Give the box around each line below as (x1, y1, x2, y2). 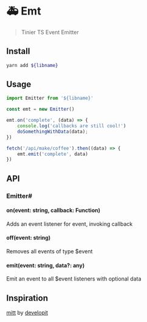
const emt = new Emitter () (6, 107, 75, 113)
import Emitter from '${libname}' (6, 95, 94, 102)
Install (6, 46, 30, 57)
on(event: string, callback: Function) (6, 207, 100, 214)
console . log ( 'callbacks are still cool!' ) (17, 123, 126, 129)
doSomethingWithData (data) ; (17, 128, 88, 135)
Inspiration (6, 293, 49, 303)
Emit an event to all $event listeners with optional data (6, 275, 142, 282)
